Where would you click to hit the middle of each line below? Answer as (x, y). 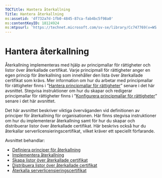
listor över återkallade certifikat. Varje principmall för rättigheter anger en (78, 70)
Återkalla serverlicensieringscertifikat (49, 171)
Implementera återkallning (38, 155)
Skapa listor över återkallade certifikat (50, 160)
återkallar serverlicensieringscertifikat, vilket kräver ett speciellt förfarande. (80, 131)
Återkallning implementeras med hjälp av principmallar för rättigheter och (78, 65)
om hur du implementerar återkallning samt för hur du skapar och (70, 121)
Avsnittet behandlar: (25, 141)
